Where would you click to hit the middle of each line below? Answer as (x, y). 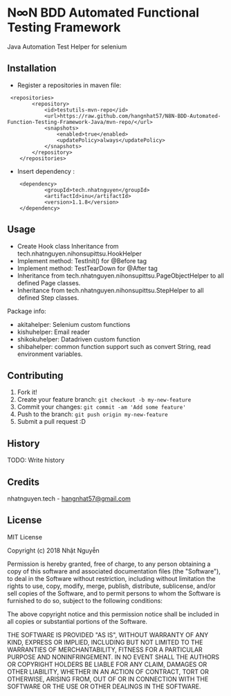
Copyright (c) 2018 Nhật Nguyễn (54, 550)
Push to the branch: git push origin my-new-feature (92, 414)
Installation (32, 68)
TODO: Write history (36, 460)
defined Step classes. (48, 297)
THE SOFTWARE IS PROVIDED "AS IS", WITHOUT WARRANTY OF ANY (108, 634)
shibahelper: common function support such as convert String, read (114, 346)
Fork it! (27, 392)
